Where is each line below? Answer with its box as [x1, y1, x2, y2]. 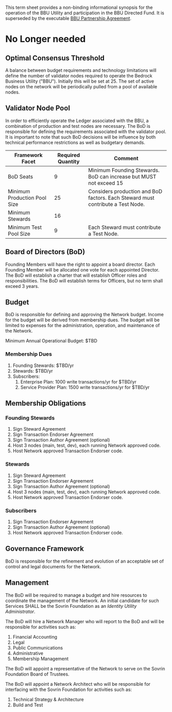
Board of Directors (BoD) [5, 247, 85, 256]
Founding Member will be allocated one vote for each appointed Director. [5, 266, 160, 273]
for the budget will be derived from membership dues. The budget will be [5, 317, 160, 323]
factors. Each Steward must [88, 194, 155, 201]
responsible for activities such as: [5, 624, 76, 630]
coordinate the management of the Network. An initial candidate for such [5, 598, 159, 604]
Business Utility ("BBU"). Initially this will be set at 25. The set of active [5, 78, 155, 84]
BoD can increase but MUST [88, 173, 157, 180]
